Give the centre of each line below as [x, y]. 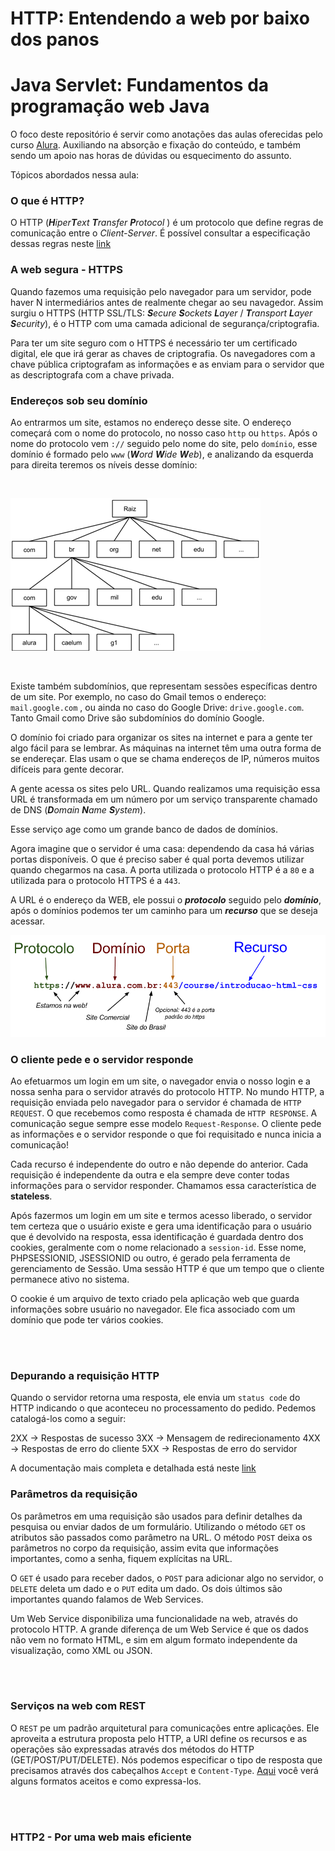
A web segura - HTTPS [66, 270]
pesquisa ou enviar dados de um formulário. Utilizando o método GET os [158, 1526]
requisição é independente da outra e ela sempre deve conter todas [150, 1174]
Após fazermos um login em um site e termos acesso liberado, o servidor [161, 1215]
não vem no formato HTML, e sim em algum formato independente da [154, 1639]
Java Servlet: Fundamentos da [140, 85]
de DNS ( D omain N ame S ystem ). [78, 810]
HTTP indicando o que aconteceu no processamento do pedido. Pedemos [163, 1408]
